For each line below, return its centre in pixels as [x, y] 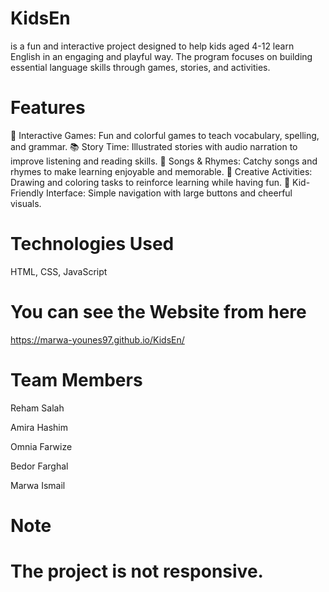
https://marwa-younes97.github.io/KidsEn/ [97, 339]
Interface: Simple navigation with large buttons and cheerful [169, 193]
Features [48, 108]
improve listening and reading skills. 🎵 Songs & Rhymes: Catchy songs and [164, 161]
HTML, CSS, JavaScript [59, 271]
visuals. [26, 203]
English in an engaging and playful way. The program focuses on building [161, 56]
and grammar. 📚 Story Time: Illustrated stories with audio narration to [154, 146]
